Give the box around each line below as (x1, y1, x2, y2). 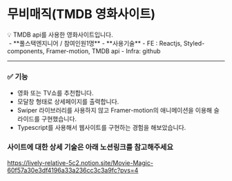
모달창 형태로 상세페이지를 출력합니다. (17, 97, 119, 106)
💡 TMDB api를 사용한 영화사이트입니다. (7, 30, 113, 39)
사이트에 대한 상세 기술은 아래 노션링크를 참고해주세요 (7, 142, 174, 152)
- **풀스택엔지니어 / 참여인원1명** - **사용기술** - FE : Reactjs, (8, 39, 182, 47)
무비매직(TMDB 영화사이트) (7, 6, 156, 22)
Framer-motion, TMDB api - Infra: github (46, 46, 161, 55)
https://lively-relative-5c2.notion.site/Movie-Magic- (7, 158, 154, 166)
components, (7, 46, 45, 55)
